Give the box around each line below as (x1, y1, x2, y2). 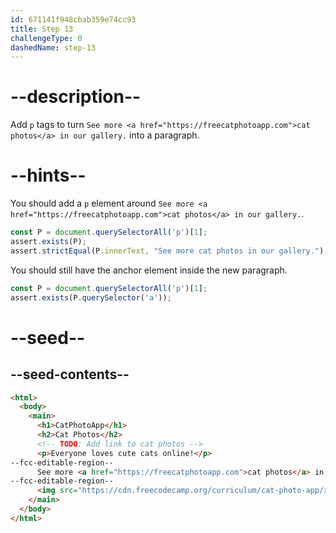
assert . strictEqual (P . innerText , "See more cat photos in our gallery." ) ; (10, 246, 329, 256)
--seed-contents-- (10, 366, 130, 383)
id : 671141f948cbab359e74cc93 (10, 14, 137, 25)
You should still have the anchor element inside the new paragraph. (10, 264, 288, 276)
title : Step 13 (10, 24, 74, 34)
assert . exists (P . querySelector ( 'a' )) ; (10, 292, 172, 303)
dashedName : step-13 (10, 42, 97, 53)
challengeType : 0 (10, 33, 83, 43)
